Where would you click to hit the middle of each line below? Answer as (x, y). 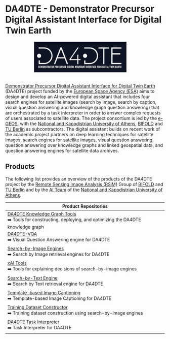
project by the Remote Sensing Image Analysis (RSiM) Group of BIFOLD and (84, 184)
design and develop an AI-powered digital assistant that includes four (78, 97)
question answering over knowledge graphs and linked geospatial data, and (84, 145)
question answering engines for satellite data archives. (62, 150)
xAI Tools (17, 263)
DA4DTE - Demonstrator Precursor (80, 9)
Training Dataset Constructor (37, 307)
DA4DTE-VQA (22, 234)
